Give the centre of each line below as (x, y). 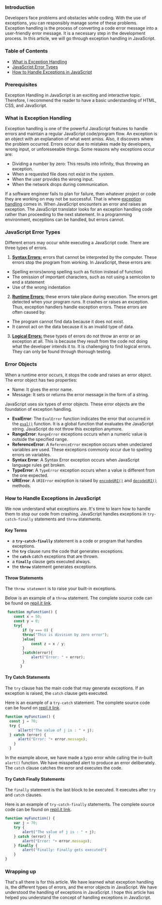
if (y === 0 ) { (38, 630)
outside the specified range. (40, 439)
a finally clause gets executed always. (51, 562)
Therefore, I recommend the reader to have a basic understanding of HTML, (81, 100)
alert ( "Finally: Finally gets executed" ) (65, 850)
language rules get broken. (39, 465)
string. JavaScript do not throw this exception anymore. (67, 429)
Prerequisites (21, 84)
